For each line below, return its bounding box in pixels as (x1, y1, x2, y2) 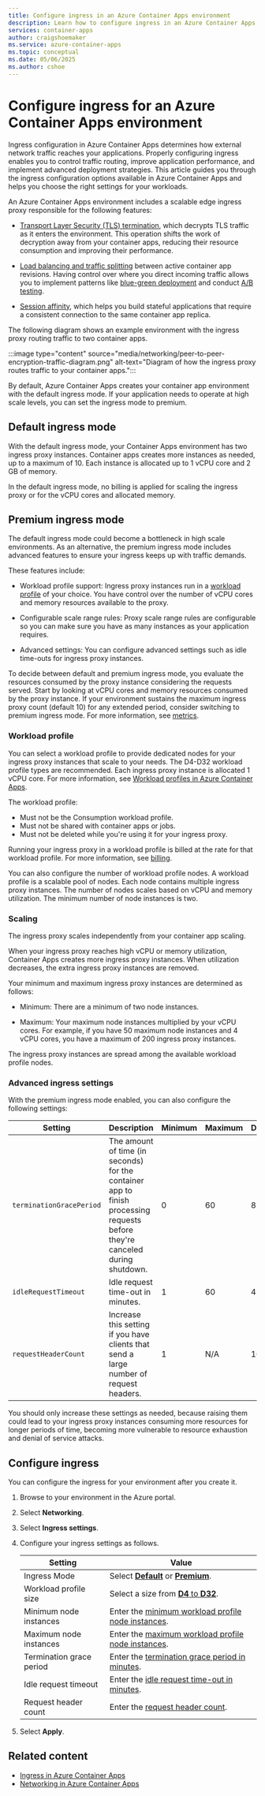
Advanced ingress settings (8, 1077, 114, 1088)
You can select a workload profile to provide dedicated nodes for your (8, 749, 236, 758)
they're (109, 1234, 136, 1245)
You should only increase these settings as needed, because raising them (8, 1409, 248, 1418)
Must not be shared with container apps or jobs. (19, 821, 176, 831)
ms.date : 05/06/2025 (8, 56, 77, 64)
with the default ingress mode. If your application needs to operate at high (8, 389, 249, 398)
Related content (8, 1749, 88, 1763)
